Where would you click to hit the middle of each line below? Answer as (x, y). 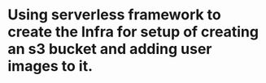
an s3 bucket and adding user (110, 49)
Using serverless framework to (114, 15)
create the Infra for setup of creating (133, 32)
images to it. (50, 66)
